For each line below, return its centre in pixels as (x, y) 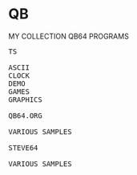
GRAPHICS (25, 100)
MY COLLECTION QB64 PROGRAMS (69, 36)
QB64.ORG (25, 116)
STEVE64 (23, 148)
